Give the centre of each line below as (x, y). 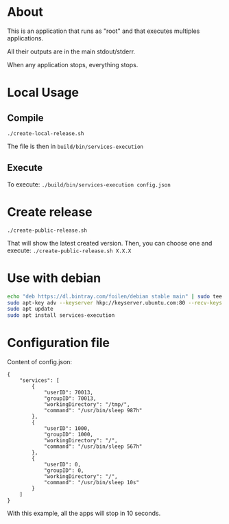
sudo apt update (30, 309)
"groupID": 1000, (69, 435)
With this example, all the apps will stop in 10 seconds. (84, 513)
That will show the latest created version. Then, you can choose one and (110, 243)
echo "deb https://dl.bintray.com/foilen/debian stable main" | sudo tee (115, 296)
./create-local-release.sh (46, 133)
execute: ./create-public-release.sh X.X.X (69, 250)
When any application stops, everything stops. (73, 64)
